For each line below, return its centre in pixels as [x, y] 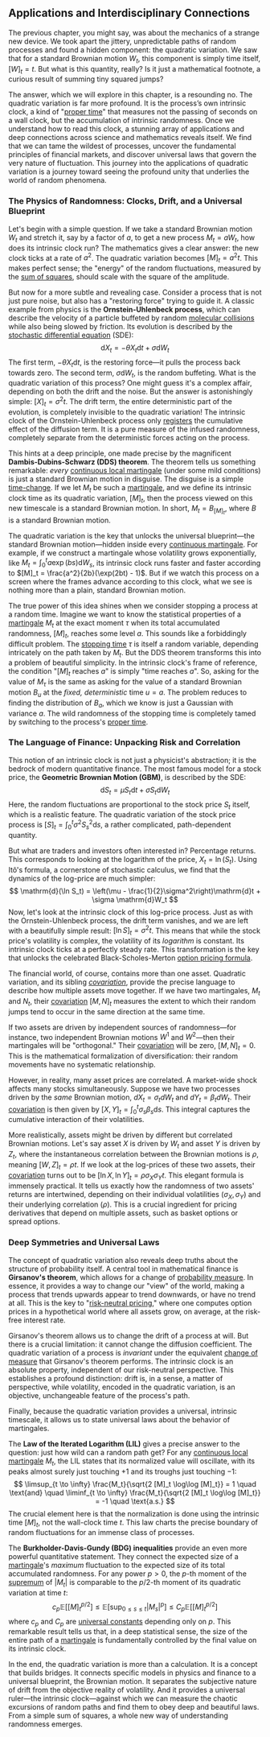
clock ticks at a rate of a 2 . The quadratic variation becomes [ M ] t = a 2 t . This [133, 258]
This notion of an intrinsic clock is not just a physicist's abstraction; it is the [133, 760]
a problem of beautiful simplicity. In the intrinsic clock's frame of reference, [133, 662]
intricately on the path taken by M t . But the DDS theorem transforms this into [135, 653]
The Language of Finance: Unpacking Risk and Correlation [125, 742]
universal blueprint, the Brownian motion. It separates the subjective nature [133, 1681]
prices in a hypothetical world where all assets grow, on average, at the [126, 1311]
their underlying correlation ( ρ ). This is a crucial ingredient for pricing [123, 1205]
